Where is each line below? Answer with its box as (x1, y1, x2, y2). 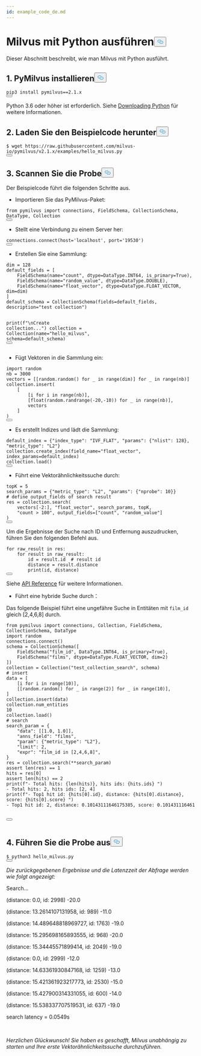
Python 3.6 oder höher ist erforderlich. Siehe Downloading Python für (6, 102, 179, 109)
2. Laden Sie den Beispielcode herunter (6, 127, 156, 138)
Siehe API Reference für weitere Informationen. (6, 580, 123, 587)
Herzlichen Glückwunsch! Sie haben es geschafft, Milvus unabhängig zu (6, 1036, 187, 1044)
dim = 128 (6, 262, 31, 268)
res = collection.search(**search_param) (6, 760, 112, 766)
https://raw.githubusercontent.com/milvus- (25, 143, 136, 150)
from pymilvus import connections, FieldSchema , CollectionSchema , (6, 208, 179, 214)
